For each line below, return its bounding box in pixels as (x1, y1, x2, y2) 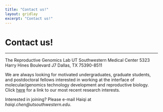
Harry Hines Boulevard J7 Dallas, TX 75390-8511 (5, 62, 103, 68)
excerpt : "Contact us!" (5, 16, 53, 21)
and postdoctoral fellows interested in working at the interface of (5, 77, 135, 83)
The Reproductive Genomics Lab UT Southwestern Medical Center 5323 (5, 57, 150, 63)
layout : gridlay (5, 12, 38, 16)
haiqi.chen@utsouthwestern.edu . (5, 102, 72, 108)
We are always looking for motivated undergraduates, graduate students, (5, 72, 151, 78)
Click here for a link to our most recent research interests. (5, 87, 120, 93)
